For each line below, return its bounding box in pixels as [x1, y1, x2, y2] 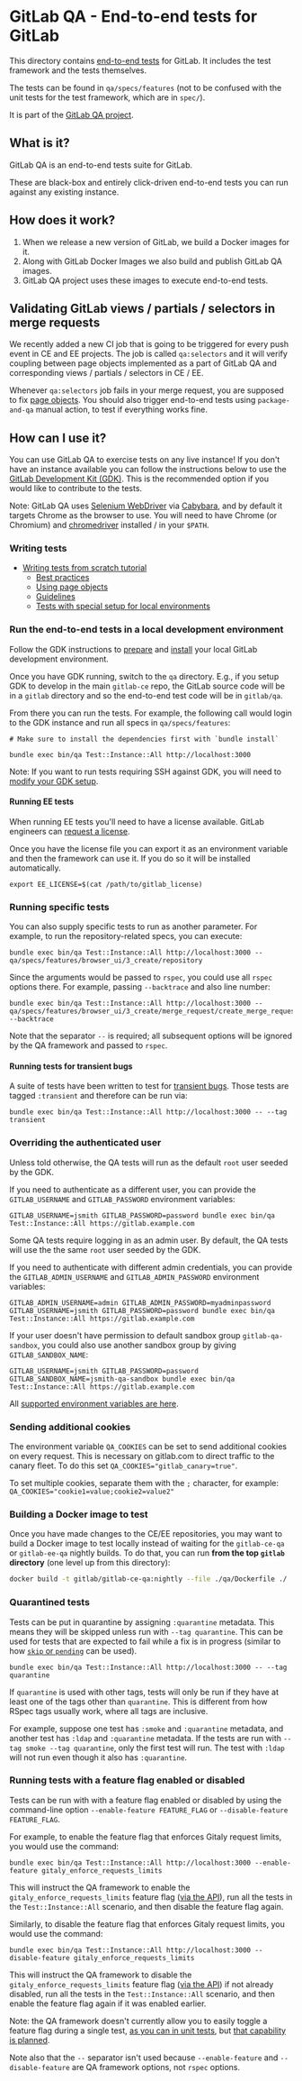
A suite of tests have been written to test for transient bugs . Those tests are [9, 1081, 289, 1091]
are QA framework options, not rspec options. [71, 2061, 241, 2072]
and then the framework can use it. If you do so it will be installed [9, 853, 251, 863]
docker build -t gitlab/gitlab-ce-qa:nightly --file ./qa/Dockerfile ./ [9, 1574, 288, 1584]
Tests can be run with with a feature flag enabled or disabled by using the [9, 1794, 282, 1805]
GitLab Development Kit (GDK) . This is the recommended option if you [9, 473, 270, 484]
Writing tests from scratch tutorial [22, 562, 147, 573]
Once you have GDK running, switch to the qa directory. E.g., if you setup [9, 671, 280, 681]
